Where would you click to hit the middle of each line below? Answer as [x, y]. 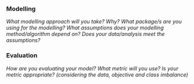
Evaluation [22, 56]
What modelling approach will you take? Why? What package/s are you [94, 22]
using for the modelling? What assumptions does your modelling [85, 28]
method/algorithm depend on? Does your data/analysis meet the [85, 34]
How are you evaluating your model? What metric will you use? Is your [93, 68]
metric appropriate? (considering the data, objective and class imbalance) [97, 75]
